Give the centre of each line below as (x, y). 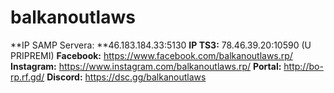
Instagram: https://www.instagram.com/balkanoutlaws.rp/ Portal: (146, 66)
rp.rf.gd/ (27, 77)
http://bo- (303, 66)
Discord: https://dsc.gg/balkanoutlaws (126, 77)
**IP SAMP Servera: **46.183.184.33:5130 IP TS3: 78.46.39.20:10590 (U (161, 45)
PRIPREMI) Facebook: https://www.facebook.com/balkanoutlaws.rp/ (151, 55)
